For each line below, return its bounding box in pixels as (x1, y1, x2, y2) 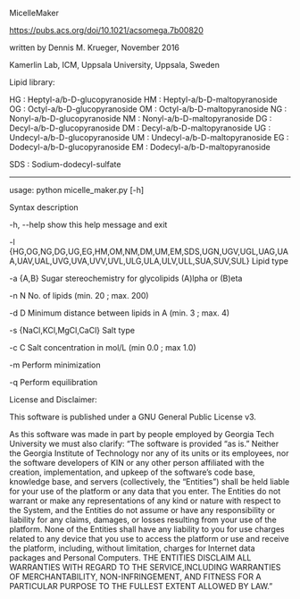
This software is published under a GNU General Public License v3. (9, 411, 257, 422)
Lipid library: (9, 77, 55, 88)
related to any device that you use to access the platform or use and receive (9, 534, 290, 544)
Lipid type (251, 256, 288, 266)
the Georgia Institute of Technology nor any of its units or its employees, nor (9, 448, 289, 459)
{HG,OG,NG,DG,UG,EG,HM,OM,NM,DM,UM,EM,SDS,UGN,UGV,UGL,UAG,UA (9, 246, 288, 257)
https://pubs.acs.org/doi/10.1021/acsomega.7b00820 (9, 25, 204, 35)
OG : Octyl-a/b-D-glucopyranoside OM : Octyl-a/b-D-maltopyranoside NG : (9, 104, 287, 114)
